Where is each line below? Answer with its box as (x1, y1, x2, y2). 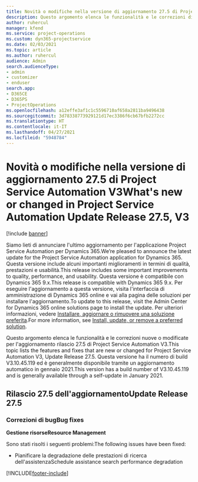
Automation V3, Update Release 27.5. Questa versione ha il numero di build (6, 353, 188, 360)
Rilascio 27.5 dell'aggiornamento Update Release (6, 389, 189, 399)
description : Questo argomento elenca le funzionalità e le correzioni (6, 14, 186, 20)
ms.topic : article (6, 47, 51, 53)
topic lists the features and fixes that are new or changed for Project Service (6, 346, 192, 354)
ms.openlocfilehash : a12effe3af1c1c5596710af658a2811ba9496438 (6, 107, 165, 113)
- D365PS (6, 96, 28, 102)
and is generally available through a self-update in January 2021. (6, 372, 164, 379)
